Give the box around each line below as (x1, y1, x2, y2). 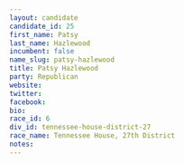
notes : (9, 139, 34, 149)
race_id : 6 (9, 114, 51, 123)
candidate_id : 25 (9, 22, 75, 31)
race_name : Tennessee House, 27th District (9, 131, 176, 140)
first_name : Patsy (9, 30, 78, 39)
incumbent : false (9, 47, 75, 56)
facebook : (9, 97, 47, 107)
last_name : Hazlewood (9, 38, 91, 48)
